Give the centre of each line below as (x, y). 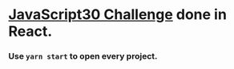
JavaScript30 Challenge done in (117, 15)
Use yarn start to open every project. (83, 56)
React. (30, 31)
